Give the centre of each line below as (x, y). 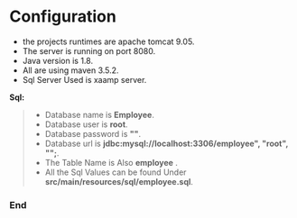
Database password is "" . (93, 133)
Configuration (63, 17)
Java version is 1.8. (57, 60)
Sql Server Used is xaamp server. (84, 79)
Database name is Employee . (100, 114)
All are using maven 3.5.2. (70, 70)
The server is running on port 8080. (89, 50)
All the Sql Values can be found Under (116, 172)
